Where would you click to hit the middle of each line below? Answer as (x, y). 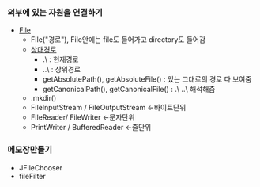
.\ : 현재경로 (60, 59)
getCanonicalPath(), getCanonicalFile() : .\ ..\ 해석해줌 (129, 90)
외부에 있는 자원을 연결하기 (55, 12)
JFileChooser (41, 167)
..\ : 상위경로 (61, 70)
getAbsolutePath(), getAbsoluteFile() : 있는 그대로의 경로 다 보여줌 (147, 79)
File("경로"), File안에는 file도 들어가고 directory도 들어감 (118, 40)
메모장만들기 (30, 150)
